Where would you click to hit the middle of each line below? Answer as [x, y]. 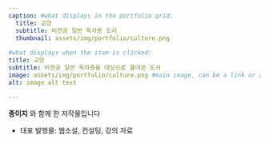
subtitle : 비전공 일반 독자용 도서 [66, 30]
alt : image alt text [43, 82]
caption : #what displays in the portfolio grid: [91, 16]
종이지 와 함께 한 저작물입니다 [54, 113]
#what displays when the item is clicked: [80, 53]
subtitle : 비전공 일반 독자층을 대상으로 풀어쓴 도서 [85, 68]
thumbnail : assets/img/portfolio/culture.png [93, 38]
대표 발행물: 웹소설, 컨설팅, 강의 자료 [76, 130]
